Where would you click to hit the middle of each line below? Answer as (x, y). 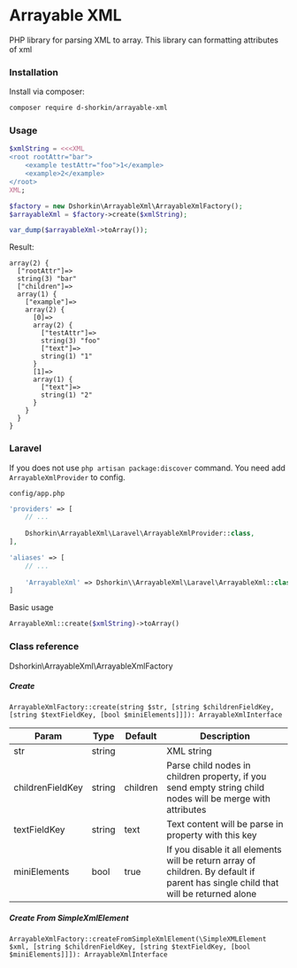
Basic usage (32, 608)
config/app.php (37, 493)
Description (225, 736)
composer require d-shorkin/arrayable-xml (88, 108)
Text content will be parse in (225, 825)
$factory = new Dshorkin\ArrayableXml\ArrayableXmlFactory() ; (126, 206)
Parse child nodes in (209, 765)
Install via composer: (47, 92)
